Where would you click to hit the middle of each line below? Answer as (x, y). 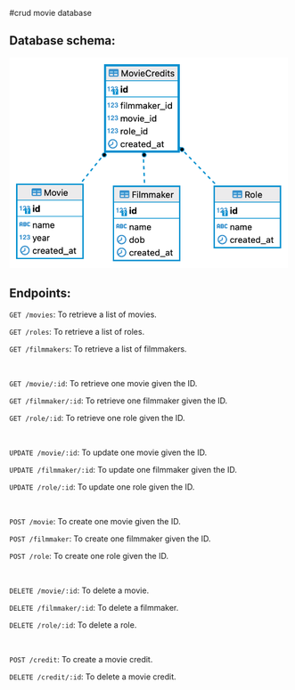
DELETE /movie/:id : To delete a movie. (79, 590)
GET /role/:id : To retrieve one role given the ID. (97, 418)
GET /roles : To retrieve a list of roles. (77, 332)
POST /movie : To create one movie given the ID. (95, 522)
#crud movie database (50, 13)
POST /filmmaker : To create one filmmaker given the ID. (110, 539)
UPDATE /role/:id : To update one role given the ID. (102, 487)
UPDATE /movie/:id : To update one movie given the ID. (108, 452)
